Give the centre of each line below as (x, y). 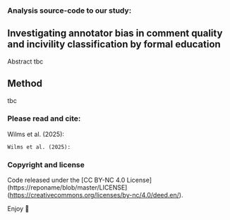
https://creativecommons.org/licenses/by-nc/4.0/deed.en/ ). (96, 195)
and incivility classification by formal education (114, 44)
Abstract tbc (25, 61)
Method (25, 84)
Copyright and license (46, 164)
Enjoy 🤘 (18, 209)
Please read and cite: (44, 118)
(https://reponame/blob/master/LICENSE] (67, 188)
